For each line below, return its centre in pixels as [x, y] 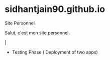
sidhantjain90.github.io [55, 9]
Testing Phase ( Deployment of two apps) [55, 52]
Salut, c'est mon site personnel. [37, 32]
